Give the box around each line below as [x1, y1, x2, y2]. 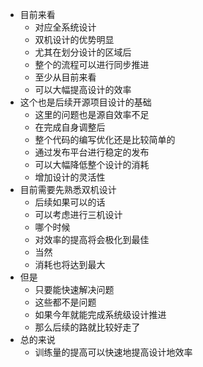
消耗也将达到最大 [34, 259, 106, 270]
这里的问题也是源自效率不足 [34, 109, 150, 120]
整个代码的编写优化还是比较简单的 [34, 134, 176, 145]
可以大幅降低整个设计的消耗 [34, 159, 150, 170]
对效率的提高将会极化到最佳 [34, 234, 150, 245]
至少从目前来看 [34, 71, 97, 83]
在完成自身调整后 [34, 121, 106, 133]
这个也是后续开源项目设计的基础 [19, 96, 152, 108]
